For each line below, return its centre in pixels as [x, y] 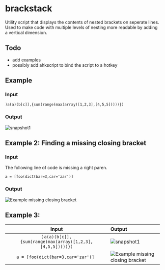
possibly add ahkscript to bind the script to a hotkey [65, 65]
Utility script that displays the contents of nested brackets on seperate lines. [82, 22]
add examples [26, 60]
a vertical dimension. [26, 32]
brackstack [29, 9]
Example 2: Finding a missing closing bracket [76, 143]
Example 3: [23, 215]
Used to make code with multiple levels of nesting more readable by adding [82, 27]
